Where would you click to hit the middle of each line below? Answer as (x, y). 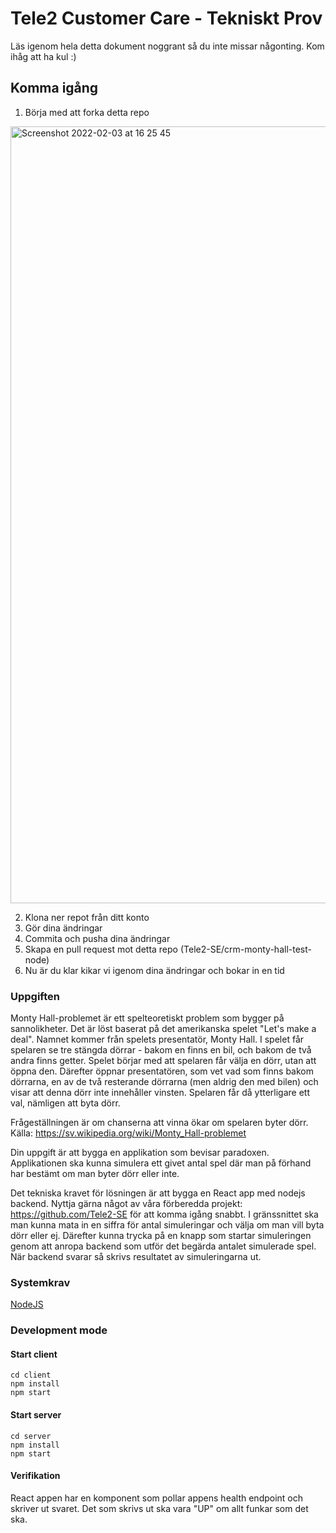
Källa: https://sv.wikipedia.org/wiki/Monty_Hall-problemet (128, 1133)
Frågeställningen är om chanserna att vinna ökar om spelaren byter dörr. (159, 1123)
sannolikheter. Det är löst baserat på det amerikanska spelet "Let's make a (163, 1029)
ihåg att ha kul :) (43, 56)
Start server (36, 1415)
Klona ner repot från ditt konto (87, 917)
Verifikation (35, 1476)
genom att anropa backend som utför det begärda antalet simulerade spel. (163, 1246)
